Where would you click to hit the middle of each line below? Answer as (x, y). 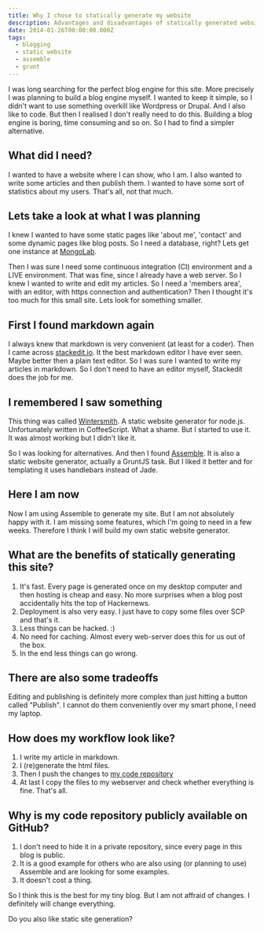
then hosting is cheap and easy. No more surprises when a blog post (131, 594)
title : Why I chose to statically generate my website (100, 15)
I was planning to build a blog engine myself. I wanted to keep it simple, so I (130, 97)
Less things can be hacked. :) (67, 628)
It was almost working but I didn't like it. (72, 438)
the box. (33, 645)
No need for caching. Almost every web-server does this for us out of (132, 636)
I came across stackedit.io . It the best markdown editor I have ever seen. (126, 353)
